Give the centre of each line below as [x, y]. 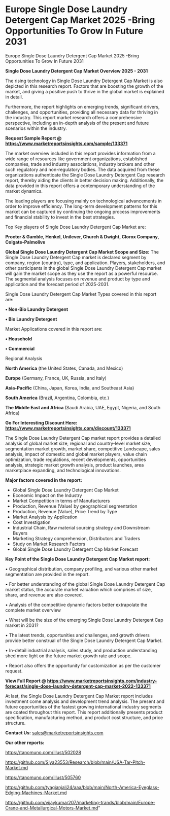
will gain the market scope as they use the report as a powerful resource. [82, 273]
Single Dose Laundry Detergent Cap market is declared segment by [76, 257]
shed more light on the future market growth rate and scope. [69, 656]
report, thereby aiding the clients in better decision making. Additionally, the [84, 180]
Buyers [20, 533]
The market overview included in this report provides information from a [80, 153]
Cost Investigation [31, 522]
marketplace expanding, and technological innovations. [63, 470]
